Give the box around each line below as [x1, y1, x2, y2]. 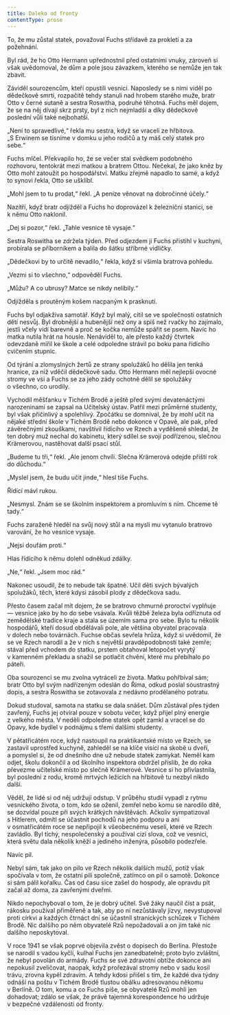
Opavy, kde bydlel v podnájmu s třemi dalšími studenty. [7, 722, 163, 731]
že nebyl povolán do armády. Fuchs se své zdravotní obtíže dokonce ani [7, 956, 211, 964]
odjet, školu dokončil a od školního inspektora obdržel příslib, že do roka [7, 758, 211, 766]
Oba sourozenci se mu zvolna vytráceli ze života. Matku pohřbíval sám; [7, 673, 209, 681]
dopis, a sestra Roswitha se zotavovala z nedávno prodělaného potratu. [7, 687, 209, 696]
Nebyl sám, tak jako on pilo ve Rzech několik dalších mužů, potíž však [7, 863, 205, 872]
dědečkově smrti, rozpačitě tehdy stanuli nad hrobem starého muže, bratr [7, 91, 216, 100]
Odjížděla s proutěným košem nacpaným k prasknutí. [7, 297, 158, 306]
